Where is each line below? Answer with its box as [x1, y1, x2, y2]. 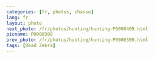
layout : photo [6, 20, 43, 26]
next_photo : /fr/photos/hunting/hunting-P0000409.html [6, 25, 149, 32]
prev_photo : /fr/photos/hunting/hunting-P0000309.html [6, 37, 149, 43]
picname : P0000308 [6, 31, 53, 37]
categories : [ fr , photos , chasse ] [6, 8, 94, 15]
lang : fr [6, 14, 29, 21]
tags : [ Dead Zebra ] [6, 43, 56, 49]
